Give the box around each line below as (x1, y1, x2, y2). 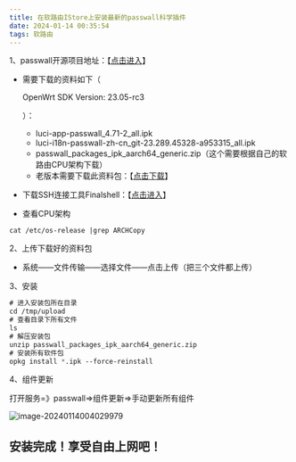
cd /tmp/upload (9, 307, 66, 317)
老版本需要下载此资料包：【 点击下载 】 (35, 170, 173, 181)
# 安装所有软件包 (9, 349, 64, 358)
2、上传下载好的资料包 (9, 243, 93, 254)
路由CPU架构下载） (35, 160, 108, 170)
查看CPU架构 (21, 209, 71, 219)
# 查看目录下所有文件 (9, 316, 78, 325)
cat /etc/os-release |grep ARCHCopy (9, 227, 145, 235)
